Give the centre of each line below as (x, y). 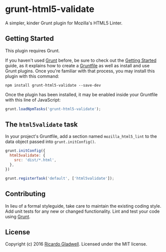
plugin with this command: (32, 76)
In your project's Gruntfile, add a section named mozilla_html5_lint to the (81, 136)
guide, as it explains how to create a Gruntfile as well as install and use (78, 65)
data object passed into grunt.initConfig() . (50, 142)
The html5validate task (41, 125)
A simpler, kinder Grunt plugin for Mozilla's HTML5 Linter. (64, 23)
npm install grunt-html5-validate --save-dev (53, 85)
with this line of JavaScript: (33, 100)
